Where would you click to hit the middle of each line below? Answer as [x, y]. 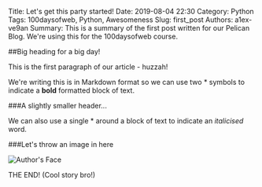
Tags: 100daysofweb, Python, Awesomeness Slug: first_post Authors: [121, 20]
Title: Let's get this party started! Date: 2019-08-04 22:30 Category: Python [131, 11]
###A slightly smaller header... [58, 106]
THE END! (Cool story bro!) [52, 175]
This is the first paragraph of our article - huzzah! [88, 67]
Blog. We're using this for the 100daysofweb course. [93, 36]
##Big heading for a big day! [54, 51]
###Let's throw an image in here [61, 144]
